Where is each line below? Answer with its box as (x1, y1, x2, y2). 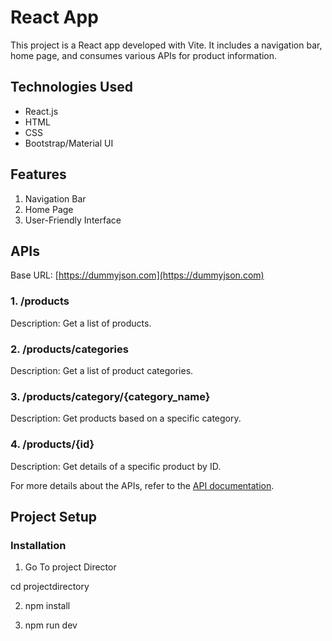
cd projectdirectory (10, 581, 90, 593)
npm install (24, 600, 71, 612)
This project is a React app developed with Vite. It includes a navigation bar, (10, 39, 323, 51)
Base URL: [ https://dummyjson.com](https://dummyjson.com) (10, 269, 265, 281)
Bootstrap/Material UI (24, 137, 114, 149)
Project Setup (10, 508, 98, 525)
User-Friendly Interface (24, 214, 122, 226)
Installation (10, 538, 67, 552)
